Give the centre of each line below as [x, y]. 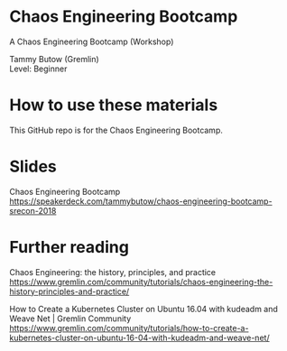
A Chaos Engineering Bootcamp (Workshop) [92, 42]
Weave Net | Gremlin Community [70, 319]
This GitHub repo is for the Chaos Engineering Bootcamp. [116, 130]
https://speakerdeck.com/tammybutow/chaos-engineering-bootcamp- [141, 201]
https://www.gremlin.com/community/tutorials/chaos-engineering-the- [141, 282]
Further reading [69, 247]
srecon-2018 [33, 210]
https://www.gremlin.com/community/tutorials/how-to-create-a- [129, 328]
